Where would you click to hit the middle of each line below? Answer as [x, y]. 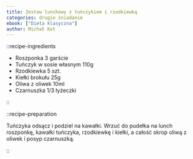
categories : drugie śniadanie [45, 18]
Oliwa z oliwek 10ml [40, 84]
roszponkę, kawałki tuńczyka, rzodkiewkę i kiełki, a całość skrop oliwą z [96, 132]
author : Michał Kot [31, 29]
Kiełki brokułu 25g [38, 77]
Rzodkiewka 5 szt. [38, 71]
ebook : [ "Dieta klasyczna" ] [42, 23]
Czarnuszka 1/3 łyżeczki [46, 90]
